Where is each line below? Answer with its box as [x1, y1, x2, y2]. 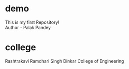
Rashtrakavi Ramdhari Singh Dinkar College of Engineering [5, 58, 124, 64]
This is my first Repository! [5, 19, 60, 25]
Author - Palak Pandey [5, 24, 51, 30]
